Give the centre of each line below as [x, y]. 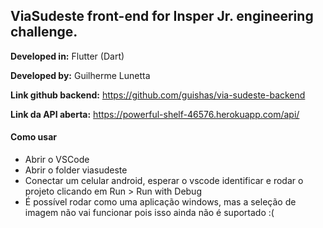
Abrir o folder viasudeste [76, 170]
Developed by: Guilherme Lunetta [80, 75]
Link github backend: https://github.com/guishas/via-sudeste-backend [158, 95]
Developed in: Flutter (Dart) [67, 56]
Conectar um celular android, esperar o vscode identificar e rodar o [164, 181]
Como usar [34, 137]
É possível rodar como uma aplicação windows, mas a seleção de [160, 202]
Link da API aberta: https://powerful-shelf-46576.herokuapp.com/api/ [155, 114]
